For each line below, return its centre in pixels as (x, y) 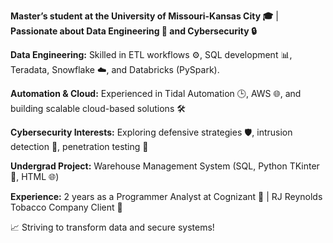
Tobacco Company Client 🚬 (66, 207)
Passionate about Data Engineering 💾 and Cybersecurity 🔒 (133, 31)
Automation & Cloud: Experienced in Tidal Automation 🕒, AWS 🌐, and (156, 93)
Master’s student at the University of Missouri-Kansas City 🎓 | (144, 16)
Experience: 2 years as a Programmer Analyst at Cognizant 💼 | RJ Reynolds (166, 196)
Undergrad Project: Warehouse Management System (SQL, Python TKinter (165, 166)
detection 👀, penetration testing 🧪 (79, 146)
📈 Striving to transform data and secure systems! (112, 227)
